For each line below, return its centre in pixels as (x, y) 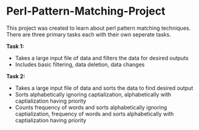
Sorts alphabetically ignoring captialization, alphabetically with (93, 94)
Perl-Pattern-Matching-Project (86, 11)
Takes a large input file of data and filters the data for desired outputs (102, 58)
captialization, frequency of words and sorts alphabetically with (94, 114)
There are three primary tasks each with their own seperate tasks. (89, 34)
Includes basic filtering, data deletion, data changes (80, 64)
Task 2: (16, 76)
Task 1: (15, 46)
